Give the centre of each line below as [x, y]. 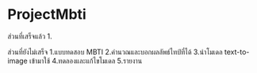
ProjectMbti [47, 15]
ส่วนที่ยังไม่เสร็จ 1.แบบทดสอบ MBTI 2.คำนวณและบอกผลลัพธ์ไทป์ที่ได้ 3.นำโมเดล [115, 52]
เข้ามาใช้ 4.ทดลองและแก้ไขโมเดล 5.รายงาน [86, 60]
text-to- [237, 52]
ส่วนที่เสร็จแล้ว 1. [30, 36]
